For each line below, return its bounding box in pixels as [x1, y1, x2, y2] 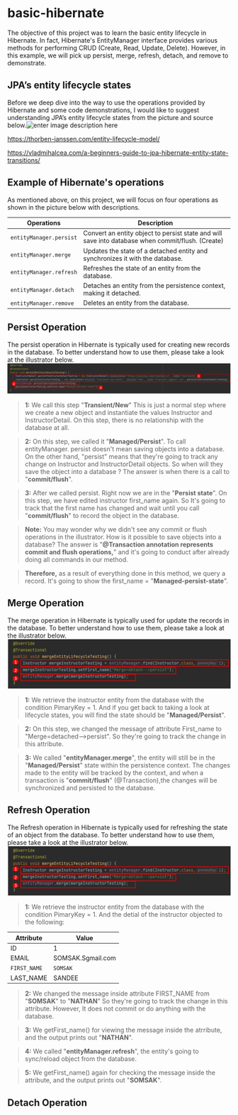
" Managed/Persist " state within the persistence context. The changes [24, 761, 231, 770]
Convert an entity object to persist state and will [83, 229, 222, 237]
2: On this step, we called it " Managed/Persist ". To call [24, 437, 186, 446]
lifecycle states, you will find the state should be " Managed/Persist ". [24, 711, 226, 719]
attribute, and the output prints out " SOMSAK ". [24, 1076, 162, 1084]
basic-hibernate [7, 5, 105, 21]
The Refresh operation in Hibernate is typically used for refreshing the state [7, 823, 228, 831]
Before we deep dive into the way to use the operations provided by [7, 98, 205, 107]
